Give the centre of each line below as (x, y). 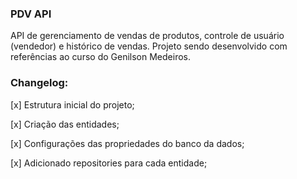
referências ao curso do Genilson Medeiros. (100, 57)
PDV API (31, 14)
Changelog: (39, 83)
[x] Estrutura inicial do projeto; (72, 104)
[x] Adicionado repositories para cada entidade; (109, 163)
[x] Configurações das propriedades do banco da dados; (127, 143)
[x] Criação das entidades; (65, 124)
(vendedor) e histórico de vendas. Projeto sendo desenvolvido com (149, 46)
